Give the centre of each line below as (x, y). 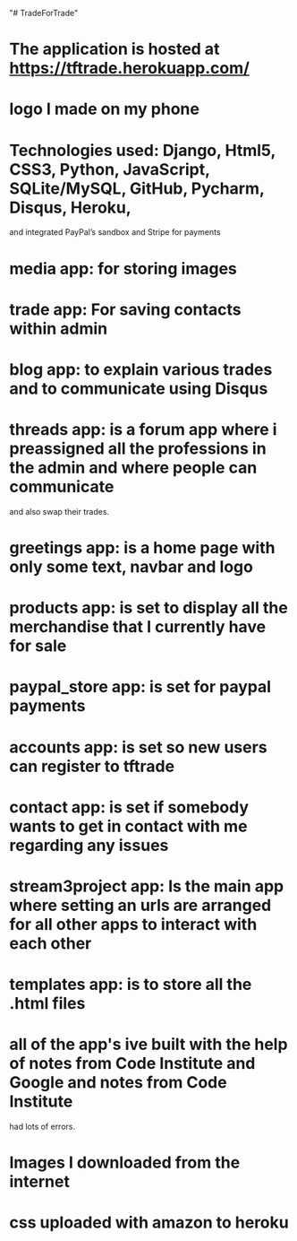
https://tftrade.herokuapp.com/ (130, 69)
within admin (59, 329)
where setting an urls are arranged (140, 905)
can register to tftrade (92, 766)
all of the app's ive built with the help (148, 1045)
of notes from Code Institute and (132, 1064)
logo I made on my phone (104, 109)
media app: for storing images (123, 269)
